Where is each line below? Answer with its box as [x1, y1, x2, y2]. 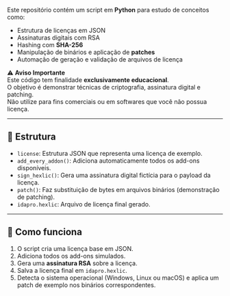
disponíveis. [16, 163, 51, 172]
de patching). [16, 193, 55, 201]
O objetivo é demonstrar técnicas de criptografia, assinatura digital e [7, 83, 201, 91]
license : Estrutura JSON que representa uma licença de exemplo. [16, 149, 203, 157]
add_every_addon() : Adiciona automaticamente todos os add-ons [16, 157, 200, 165]
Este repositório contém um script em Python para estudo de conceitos [7, 6, 209, 14]
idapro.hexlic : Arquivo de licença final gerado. [16, 200, 151, 208]
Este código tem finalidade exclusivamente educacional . [7, 76, 169, 84]
